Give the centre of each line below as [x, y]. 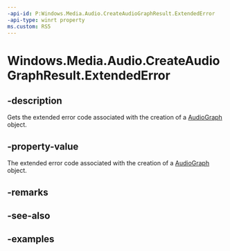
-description [35, 101]
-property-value [43, 146]
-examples [31, 239]
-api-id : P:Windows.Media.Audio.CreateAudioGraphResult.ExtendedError [111, 13]
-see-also [29, 215]
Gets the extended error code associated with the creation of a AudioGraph [115, 118]
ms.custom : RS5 [29, 26]
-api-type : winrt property [46, 20]
